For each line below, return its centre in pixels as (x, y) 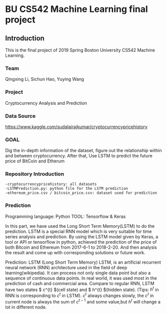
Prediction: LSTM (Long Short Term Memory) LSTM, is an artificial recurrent (83, 262)
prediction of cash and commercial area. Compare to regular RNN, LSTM (80, 283)
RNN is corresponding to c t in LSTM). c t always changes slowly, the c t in (80, 295)
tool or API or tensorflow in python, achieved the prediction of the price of (81, 242)
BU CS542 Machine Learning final (77, 9)
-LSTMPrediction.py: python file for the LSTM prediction (67, 189)
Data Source (20, 116)
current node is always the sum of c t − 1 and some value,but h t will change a (83, 301)
